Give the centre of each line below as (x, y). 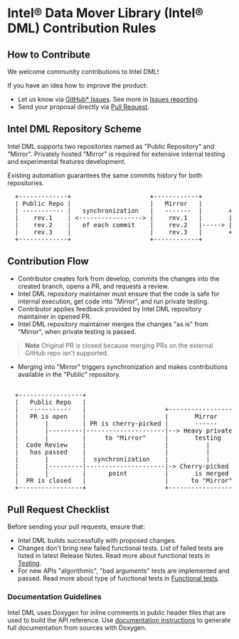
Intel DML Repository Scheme (75, 129)
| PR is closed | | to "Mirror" (123, 480)
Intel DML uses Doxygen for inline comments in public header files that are (117, 612)
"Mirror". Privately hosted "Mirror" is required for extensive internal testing (116, 154)
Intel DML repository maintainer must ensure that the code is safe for (118, 293)
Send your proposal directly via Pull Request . (83, 107)
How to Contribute (49, 54)
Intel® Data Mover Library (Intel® (106, 13)
